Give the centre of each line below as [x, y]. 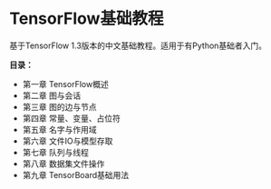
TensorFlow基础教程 [87, 19]
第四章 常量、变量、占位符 [71, 118]
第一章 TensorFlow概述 [65, 84]
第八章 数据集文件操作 [63, 164]
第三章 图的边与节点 [59, 106]
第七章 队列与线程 [55, 152]
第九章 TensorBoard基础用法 [76, 174]
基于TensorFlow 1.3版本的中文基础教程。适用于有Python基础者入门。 [138, 45]
